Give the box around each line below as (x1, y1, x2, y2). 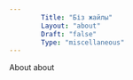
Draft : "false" (41, 29, 98, 38)
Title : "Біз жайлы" (41, 12, 113, 22)
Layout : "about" (41, 21, 101, 30)
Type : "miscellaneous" (41, 37, 125, 47)
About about (9, 62, 55, 73)
